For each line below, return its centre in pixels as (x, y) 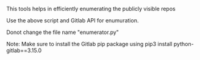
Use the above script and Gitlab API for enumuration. (73, 20)
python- (184, 44)
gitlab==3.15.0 (24, 50)
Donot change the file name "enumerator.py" (62, 32)
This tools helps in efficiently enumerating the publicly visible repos (91, 9)
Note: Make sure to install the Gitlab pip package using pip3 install (89, 44)
